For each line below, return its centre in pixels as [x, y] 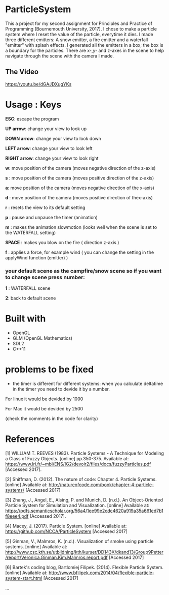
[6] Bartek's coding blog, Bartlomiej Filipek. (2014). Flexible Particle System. [84, 567]
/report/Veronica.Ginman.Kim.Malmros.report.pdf [56, 557]
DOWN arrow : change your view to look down [53, 138]
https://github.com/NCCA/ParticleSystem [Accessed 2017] [66, 531]
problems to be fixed [50, 369]
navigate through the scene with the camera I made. [60, 56]
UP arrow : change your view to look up [46, 129]
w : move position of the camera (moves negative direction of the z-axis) [80, 168]
